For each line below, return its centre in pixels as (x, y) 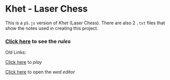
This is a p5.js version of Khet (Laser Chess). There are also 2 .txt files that (85, 23)
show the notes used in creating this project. (52, 28)
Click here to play (24, 62)
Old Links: (16, 52)
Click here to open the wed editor (40, 72)
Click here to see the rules (38, 41)
